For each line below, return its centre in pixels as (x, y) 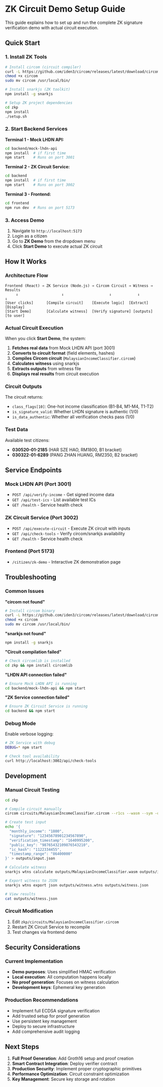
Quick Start (23, 43)
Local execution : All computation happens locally (62, 977)
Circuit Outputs (24, 386)
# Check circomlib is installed (38, 661)
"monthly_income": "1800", (37, 831)
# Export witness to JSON (31, 881)
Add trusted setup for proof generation (51, 1016)
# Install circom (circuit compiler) (43, 67)
